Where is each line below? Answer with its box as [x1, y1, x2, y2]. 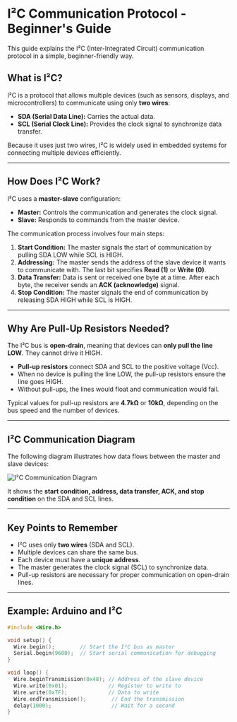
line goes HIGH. [17, 378, 63, 386]
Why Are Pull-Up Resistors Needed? [7, 322, 170, 334]
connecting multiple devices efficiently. [7, 148, 121, 157]
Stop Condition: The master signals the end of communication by [17, 288, 209, 296]
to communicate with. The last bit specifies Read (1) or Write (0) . [17, 265, 207, 274]
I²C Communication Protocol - [7, 6, 187, 22]
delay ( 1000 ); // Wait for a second [13, 702, 175, 709]
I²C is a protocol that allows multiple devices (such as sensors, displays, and [7, 91, 229, 99]
